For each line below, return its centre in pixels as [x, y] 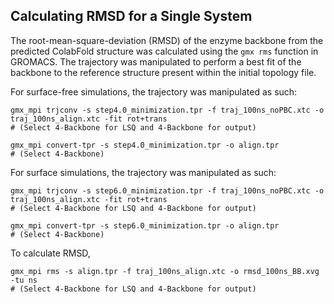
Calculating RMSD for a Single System [131, 16]
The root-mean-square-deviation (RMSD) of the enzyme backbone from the [167, 40]
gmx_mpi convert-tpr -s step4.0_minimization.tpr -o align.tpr [145, 145]
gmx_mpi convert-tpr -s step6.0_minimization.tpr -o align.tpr [145, 225]
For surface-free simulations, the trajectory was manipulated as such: [154, 91]
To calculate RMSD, [50, 253]
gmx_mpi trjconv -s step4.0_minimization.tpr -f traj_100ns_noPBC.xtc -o [167, 110]
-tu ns [24, 280]
